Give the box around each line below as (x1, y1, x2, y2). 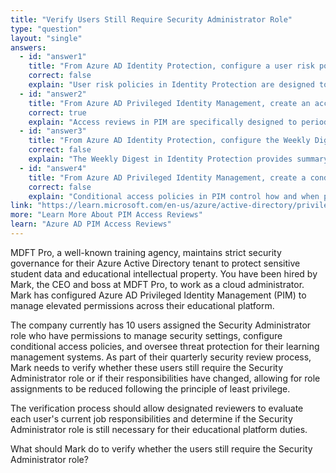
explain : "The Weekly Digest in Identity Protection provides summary (28, 154, 329, 164)
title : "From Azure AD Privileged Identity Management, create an (28, 98, 311, 108)
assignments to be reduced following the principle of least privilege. (10, 382, 291, 395)
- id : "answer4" (19, 163, 87, 173)
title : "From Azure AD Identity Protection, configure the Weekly (28, 136, 311, 146)
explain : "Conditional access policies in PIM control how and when (28, 191, 320, 201)
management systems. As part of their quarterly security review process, (10, 351, 312, 363)
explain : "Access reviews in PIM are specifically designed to (28, 117, 298, 127)
